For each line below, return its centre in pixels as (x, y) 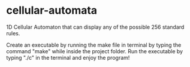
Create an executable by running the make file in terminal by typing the (94, 45)
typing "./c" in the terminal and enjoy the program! (68, 57)
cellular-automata (52, 10)
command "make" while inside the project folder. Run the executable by (95, 51)
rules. (13, 33)
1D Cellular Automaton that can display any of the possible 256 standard (95, 27)
